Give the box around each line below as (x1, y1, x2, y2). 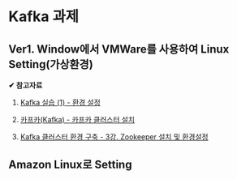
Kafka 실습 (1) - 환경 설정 (19, 98, 101, 107)
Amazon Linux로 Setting (8, 158, 132, 172)
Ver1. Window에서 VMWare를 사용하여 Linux (8, 42, 230, 56)
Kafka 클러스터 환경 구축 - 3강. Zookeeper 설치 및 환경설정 (19, 132, 209, 142)
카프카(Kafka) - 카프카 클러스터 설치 (19, 115, 136, 124)
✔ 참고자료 (8, 80, 43, 90)
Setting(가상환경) (8, 58, 93, 71)
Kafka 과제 (8, 7, 80, 26)
